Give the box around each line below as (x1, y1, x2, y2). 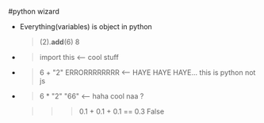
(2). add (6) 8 (39, 37, 80, 47)
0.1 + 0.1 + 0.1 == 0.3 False (78, 106, 165, 116)
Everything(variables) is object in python (19, 22, 152, 31)
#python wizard (8, 7, 59, 16)
